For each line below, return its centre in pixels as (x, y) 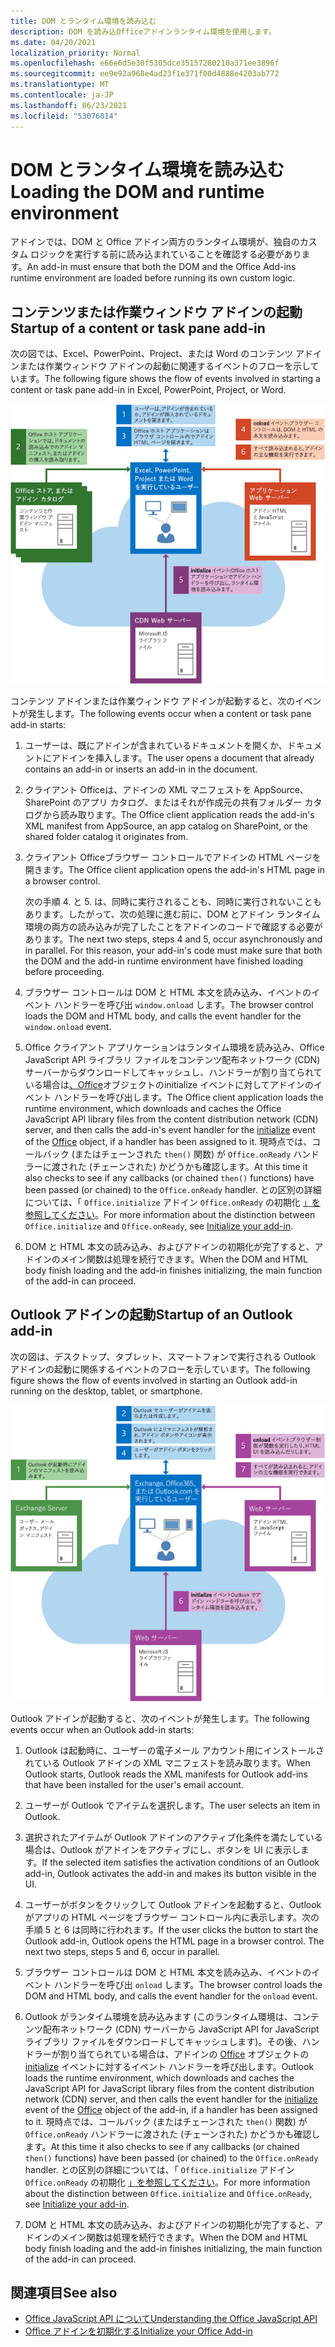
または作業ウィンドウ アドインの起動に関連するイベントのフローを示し (164, 366)
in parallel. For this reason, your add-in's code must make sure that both (173, 950)
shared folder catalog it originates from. (106, 836)
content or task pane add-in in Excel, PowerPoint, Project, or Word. (148, 390)
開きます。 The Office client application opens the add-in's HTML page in (175, 869)
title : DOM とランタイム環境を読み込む (83, 21)
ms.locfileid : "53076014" (64, 116)
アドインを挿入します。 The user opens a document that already (183, 757)
